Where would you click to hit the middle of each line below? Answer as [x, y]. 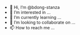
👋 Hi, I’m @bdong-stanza [35, 7]
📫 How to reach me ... [32, 28]
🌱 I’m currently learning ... [35, 17]
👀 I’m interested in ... [30, 12]
